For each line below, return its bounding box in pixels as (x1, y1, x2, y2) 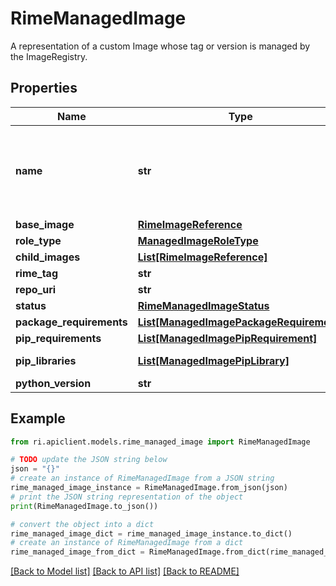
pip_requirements (15, 331, 102, 345)
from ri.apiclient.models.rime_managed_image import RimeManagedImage (10, 437, 311, 447)
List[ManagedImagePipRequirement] (137, 331, 318, 345)
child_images (15, 250, 81, 264)
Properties (10, 80, 78, 97)
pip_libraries (15, 353, 77, 367)
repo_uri (15, 282, 57, 296)
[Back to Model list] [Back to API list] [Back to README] (10, 565, 240, 577)
